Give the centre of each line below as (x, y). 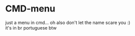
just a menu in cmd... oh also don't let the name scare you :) (68, 22)
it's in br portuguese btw (31, 27)
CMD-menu (30, 9)
